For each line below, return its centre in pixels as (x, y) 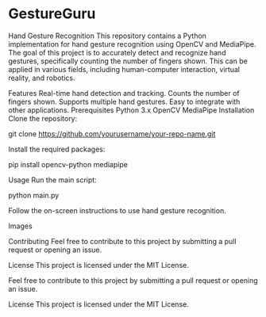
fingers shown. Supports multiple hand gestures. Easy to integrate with (124, 101)
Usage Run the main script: (52, 180)
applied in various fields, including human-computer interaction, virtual (124, 69)
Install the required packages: (57, 149)
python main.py (34, 195)
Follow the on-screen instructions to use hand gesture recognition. (117, 210)
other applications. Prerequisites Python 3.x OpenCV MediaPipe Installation (131, 110)
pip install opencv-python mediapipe (68, 164)
